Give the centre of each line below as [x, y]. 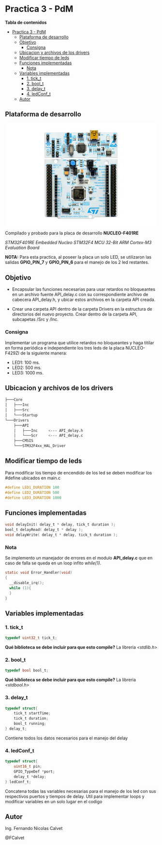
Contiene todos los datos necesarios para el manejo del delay [66, 738]
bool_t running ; [30, 724]
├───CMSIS [24, 441]
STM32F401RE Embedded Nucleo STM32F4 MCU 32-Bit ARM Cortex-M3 [78, 243]
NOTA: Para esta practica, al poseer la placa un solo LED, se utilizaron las [78, 257]
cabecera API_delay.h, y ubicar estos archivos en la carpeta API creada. [84, 299]
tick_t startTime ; [32, 713]
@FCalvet [15, 838]
